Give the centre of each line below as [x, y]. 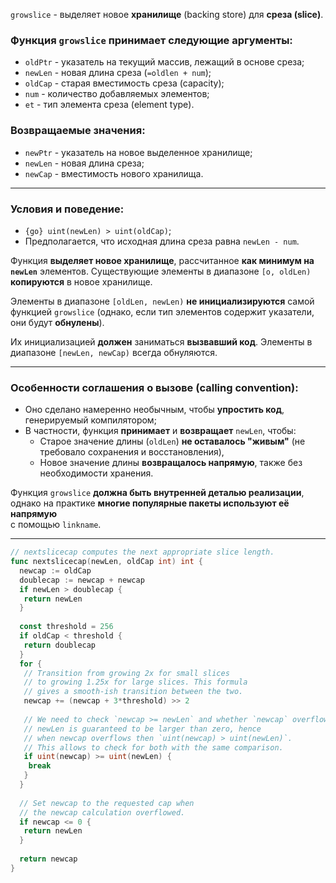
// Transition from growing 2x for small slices [126, 673]
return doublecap [60, 645]
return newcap [48, 859]
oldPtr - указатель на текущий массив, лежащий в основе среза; [164, 62]
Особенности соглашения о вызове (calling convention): [154, 387]
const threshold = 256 [66, 627]
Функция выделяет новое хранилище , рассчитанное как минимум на [162, 260]
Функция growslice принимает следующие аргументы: [151, 40]
